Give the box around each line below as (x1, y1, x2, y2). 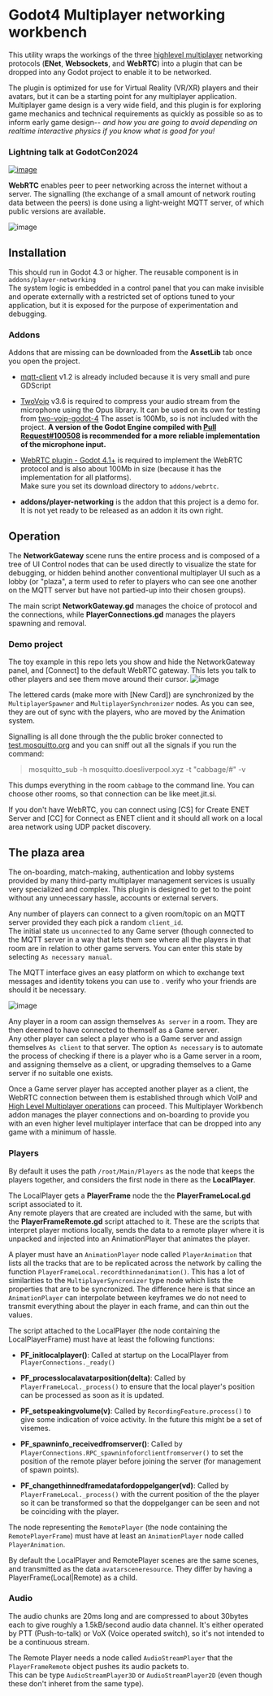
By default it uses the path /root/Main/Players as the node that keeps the (8, 1166, 255, 1176)
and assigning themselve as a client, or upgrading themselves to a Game (8, 1060, 252, 1069)
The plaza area (8, 845, 85, 859)
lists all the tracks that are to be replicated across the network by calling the (8, 1258, 262, 1268)
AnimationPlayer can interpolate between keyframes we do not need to (8, 1292, 247, 1302)
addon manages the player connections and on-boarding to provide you (8, 1110, 249, 1120)
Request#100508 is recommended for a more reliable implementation (19, 431, 261, 440)
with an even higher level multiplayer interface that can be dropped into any (8, 1119, 262, 1129)
